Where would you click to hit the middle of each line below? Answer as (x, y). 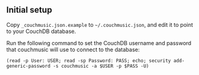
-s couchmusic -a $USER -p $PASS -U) (101, 66)
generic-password (28, 66)
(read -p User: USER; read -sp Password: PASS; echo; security (89, 60)
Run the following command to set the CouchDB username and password (99, 43)
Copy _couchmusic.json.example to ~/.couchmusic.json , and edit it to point (100, 24)
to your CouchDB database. (41, 31)
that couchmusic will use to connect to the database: (73, 49)
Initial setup (29, 10)
